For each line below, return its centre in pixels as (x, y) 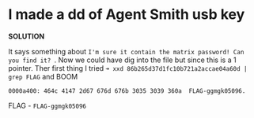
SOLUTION (27, 36)
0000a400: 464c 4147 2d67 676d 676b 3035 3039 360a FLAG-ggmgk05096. (127, 91)
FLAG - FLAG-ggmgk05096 (47, 105)
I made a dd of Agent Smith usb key (127, 15)
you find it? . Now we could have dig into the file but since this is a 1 (122, 60)
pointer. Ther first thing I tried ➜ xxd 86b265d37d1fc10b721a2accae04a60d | (128, 68)
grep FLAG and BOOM (43, 76)
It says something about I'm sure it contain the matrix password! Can (126, 51)
